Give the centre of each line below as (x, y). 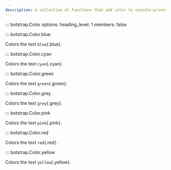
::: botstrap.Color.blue (28, 34)
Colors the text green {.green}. (36, 83)
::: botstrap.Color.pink (28, 113)
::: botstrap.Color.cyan (28, 54)
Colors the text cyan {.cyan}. (34, 63)
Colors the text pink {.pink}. (34, 123)
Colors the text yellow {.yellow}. (38, 162)
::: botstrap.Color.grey (28, 93)
